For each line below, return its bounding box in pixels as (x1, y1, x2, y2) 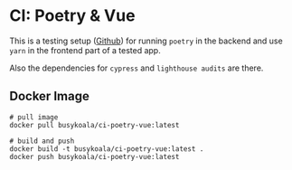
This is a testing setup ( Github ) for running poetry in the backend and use (9, 35, 283, 46)
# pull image (9, 112, 59, 122)
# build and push (9, 137, 75, 146)
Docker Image (9, 89, 90, 104)
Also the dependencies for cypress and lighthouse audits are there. (9, 62, 264, 73)
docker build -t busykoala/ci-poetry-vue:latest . (9, 144, 204, 154)
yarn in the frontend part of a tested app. (9, 44, 161, 55)
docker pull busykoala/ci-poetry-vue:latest (9, 120, 180, 129)
